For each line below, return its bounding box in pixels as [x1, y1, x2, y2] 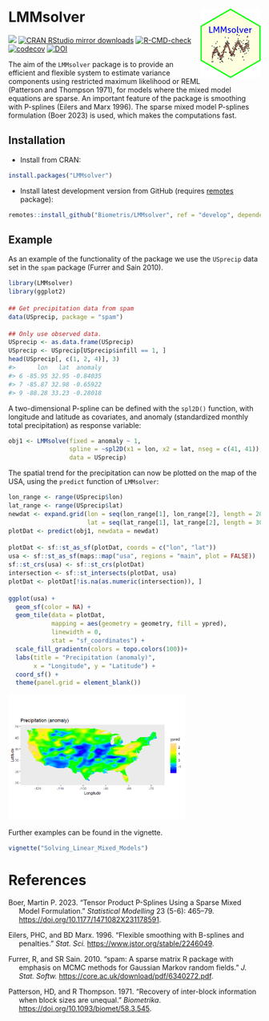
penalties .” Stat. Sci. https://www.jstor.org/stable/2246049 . [18, 939, 215, 948]
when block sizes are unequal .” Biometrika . [18, 995, 162, 1005]
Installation [8, 134, 66, 147]
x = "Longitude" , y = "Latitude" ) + [33, 662, 156, 670]
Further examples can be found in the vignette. [8, 828, 163, 838]
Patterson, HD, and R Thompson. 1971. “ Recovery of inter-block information [8, 987, 257, 996]
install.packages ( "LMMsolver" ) [8, 171, 113, 179]
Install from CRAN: [19, 154, 82, 164]
